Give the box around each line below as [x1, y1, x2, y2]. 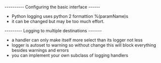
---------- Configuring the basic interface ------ [4, 4, 100, 10]
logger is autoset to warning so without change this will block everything [11, 42, 157, 48]
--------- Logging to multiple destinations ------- [4, 28, 102, 33]
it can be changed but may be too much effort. [11, 19, 105, 24]
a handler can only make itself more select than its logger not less [11, 37, 143, 43]
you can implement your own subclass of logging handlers [11, 52, 129, 58]
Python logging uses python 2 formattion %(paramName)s [11, 13, 129, 19]
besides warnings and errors [11, 48, 69, 53]
